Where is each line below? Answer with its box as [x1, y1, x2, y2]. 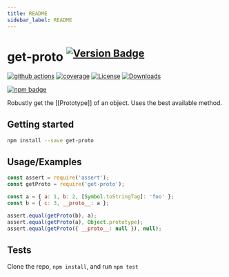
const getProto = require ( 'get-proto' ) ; [7, 181, 126, 188]
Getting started [7, 119, 74, 131]
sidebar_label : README [7, 17, 72, 23]
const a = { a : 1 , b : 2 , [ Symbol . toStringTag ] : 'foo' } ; [7, 193, 175, 200]
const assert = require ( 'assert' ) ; [7, 174, 110, 182]
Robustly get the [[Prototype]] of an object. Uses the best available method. [7, 98, 223, 107]
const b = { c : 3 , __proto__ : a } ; [7, 200, 110, 207]
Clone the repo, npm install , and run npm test [7, 262, 139, 271]
